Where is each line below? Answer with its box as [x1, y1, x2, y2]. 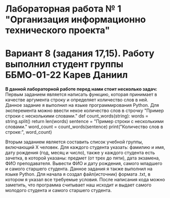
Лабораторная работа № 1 [5, 3, 122, 15]
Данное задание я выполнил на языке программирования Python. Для [5, 102, 159, 108]
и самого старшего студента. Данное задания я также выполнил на [5, 166, 153, 172]
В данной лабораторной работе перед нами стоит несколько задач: [5, 86, 157, 92]
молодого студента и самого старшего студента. [5, 187, 112, 193]
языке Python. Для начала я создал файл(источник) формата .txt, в [5, 171, 151, 177]
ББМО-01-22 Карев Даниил [5, 69, 128, 81]
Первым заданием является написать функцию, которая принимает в [5, 92, 157, 98]
